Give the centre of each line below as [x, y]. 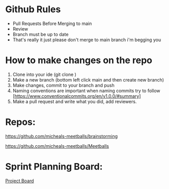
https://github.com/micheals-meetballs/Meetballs [57, 146]
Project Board [20, 181]
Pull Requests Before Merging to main [52, 23]
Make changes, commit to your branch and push [63, 85]
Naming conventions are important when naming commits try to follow [86, 91]
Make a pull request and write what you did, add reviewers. [75, 101]
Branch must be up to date [40, 34]
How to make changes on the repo [79, 60]
